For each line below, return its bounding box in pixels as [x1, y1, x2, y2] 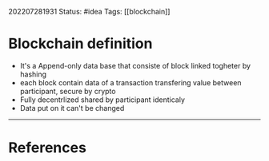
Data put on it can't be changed [19, 103, 125, 112]
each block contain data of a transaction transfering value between [19, 77, 242, 87]
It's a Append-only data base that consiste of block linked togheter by [19, 61, 251, 70]
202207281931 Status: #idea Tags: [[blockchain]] [8, 7, 171, 16]
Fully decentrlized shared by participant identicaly [19, 95, 186, 104]
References [8, 139, 86, 157]
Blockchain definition [8, 35, 153, 53]
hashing [19, 69, 46, 79]
